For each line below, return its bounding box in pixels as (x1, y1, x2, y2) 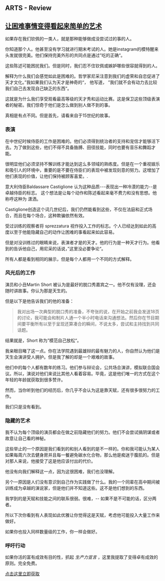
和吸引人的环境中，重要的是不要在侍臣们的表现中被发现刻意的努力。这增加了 (5, 167, 160, 173)
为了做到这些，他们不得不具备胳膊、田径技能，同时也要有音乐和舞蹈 (13, 144, 151, 150)
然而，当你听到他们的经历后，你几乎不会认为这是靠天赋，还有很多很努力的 (5, 387, 156, 393)
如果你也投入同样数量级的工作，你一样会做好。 (5, 529, 100, 535)
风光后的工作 (5, 270, 36, 277)
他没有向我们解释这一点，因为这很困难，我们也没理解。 (5, 469, 117, 474)
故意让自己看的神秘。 (5, 436, 48, 442)
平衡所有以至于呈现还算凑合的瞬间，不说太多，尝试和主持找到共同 (26, 321, 160, 327)
